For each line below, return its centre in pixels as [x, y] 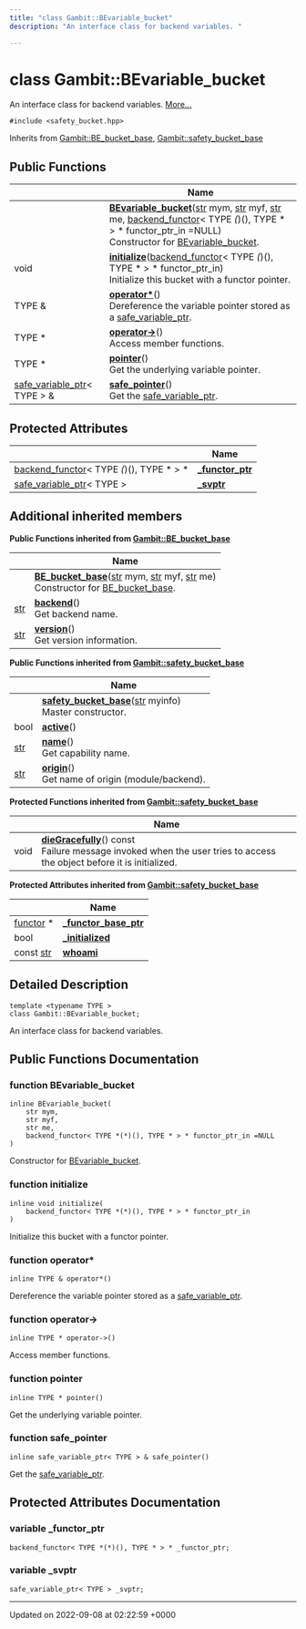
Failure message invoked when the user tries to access [158, 851]
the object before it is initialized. [109, 862]
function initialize [49, 1184]
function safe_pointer [58, 1438]
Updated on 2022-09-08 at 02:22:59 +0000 [92, 1614]
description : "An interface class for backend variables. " [126, 26]
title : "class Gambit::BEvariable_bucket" [91, 18]
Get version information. [86, 640]
